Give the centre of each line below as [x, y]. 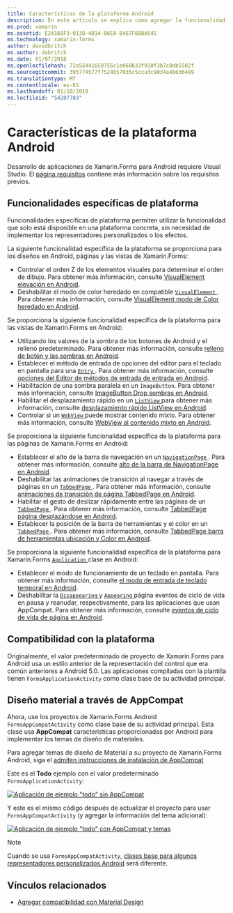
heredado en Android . [49, 306]
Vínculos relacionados [57, 885]
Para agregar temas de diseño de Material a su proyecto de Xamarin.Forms [115, 753]
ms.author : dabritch [37, 53]
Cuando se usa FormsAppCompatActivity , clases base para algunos [102, 856]
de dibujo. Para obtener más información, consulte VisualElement [111, 277]
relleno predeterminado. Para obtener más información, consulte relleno [121, 348]
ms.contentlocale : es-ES [43, 85]
